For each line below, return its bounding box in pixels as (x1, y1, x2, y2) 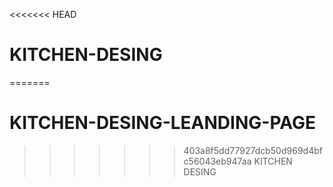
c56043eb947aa (183, 155, 252, 167)
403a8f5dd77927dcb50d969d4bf (183, 144, 323, 156)
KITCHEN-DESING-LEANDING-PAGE (9, 112, 316, 134)
